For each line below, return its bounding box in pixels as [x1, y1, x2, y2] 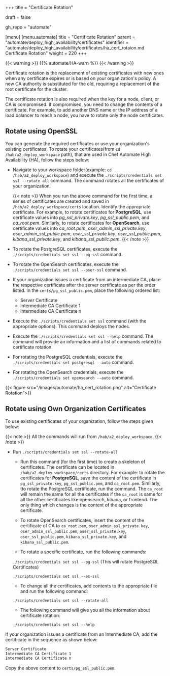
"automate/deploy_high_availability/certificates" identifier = [5, 39, 129, 45]
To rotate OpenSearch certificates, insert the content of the [20, 517, 145, 523]
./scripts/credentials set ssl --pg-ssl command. [12, 251, 123, 257]
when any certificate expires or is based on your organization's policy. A [5, 75, 156, 81]
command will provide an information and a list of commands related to [12, 338, 161, 344]
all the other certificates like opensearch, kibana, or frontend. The [20, 496, 158, 502]
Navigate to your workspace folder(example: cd [12, 167, 112, 173]
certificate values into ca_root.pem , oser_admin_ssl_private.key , [12, 225, 147, 231]
